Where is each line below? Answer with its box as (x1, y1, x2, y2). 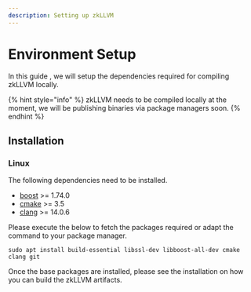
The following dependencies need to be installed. (8, 176, 168, 185)
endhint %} (8, 111, 45, 121)
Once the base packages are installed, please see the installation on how (8, 267, 244, 276)
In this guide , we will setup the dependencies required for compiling (8, 71, 230, 81)
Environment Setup (8, 45, 136, 63)
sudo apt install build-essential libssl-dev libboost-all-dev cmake (8, 246, 241, 254)
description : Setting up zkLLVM (8, 11, 114, 20)
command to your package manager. (8, 231, 128, 240)
